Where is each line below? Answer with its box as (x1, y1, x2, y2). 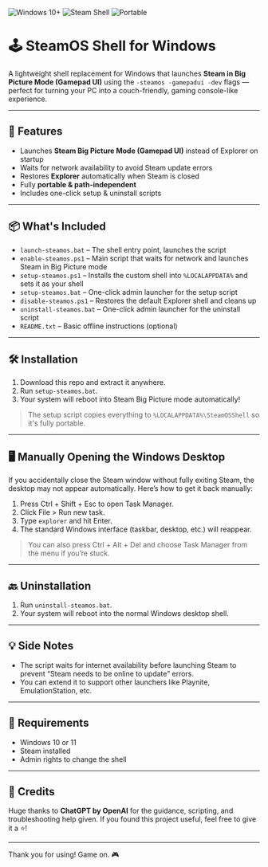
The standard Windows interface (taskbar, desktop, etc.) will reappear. (19, 524, 252, 534)
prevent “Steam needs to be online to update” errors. (19, 669, 194, 678)
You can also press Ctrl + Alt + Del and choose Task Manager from (27, 540, 248, 550)
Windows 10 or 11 (19, 737, 77, 747)
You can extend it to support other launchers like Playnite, (19, 677, 210, 687)
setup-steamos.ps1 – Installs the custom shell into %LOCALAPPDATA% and (19, 270, 248, 280)
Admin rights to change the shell (19, 754, 127, 764)
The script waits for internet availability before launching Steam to (19, 660, 237, 669)
